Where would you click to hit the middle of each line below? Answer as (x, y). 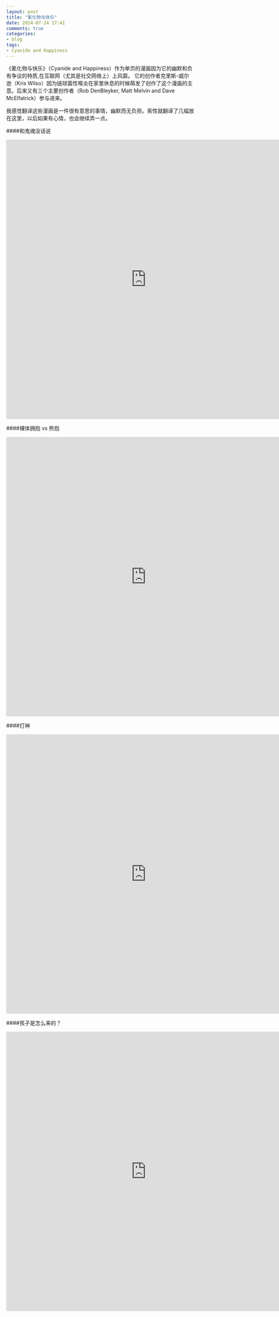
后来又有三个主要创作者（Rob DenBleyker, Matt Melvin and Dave (96, 91)
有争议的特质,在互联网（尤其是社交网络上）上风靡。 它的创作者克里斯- (92, 76)
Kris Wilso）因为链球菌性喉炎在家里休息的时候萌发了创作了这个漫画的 (102, 83)
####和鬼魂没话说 (29, 131)
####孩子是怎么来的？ (34, 1022)
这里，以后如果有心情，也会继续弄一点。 (61, 118)
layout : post (22, 12)
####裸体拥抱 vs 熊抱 (33, 428)
